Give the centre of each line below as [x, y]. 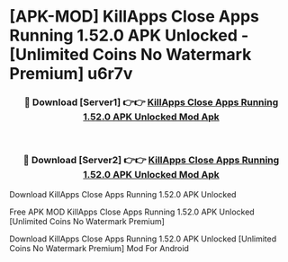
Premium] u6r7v [71, 74]
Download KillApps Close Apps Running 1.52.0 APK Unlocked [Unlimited [143, 239]
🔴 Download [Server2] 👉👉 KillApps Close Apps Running [151, 161]
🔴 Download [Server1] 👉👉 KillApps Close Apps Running [151, 102]
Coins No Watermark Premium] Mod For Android [99, 248]
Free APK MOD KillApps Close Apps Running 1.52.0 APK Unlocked [132, 212]
